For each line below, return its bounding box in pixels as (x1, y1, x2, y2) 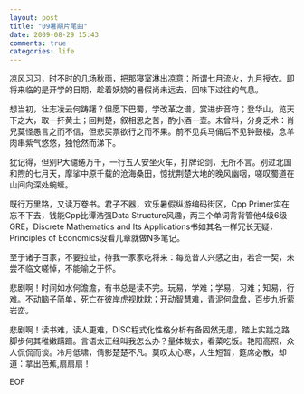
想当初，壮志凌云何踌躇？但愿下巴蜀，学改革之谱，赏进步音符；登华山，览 (9, 103, 287, 114)
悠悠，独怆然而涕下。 (40, 138, 120, 149)
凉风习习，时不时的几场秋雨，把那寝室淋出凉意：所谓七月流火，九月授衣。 (9, 73, 287, 84)
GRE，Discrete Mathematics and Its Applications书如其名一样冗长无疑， (9, 221, 278, 232)
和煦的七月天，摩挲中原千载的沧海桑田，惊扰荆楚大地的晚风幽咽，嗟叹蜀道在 (9, 168, 295, 179)
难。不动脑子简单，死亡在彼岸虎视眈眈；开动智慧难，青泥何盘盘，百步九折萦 (9, 293, 295, 304)
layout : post (9, 13, 59, 23)
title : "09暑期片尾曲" (9, 22, 89, 31)
